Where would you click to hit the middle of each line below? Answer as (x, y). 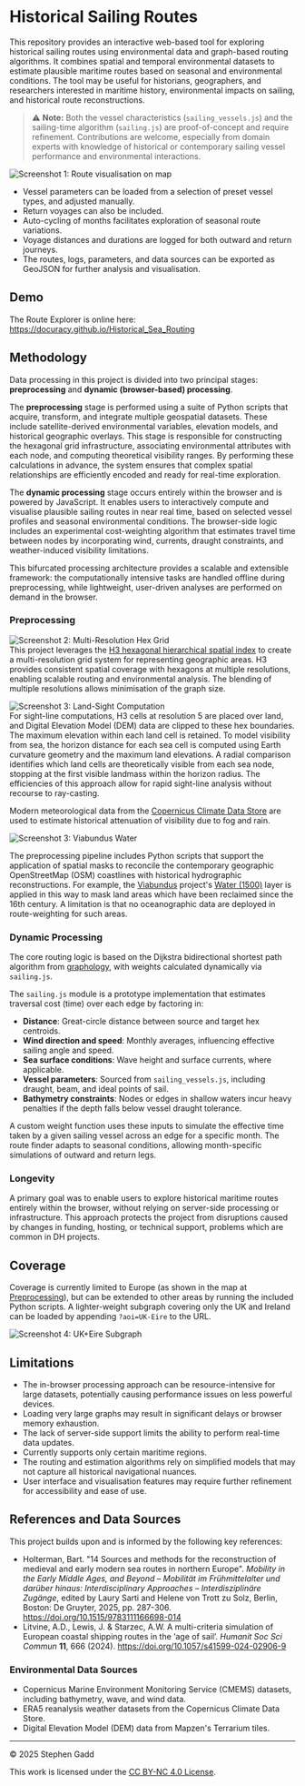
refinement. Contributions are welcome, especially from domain (151, 136)
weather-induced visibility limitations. (79, 550)
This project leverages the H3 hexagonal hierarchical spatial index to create (151, 650)
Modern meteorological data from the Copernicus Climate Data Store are (145, 811)
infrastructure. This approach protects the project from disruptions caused (149, 1217)
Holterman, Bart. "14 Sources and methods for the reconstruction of (149, 1559)
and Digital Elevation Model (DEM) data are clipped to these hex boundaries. (152, 725)
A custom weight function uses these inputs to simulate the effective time (147, 1126)
